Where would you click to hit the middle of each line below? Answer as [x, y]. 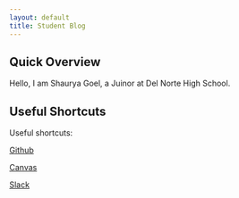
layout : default [39, 17]
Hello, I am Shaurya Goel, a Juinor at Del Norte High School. [120, 83]
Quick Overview [55, 62]
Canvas [23, 168]
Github [21, 150]
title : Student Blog [48, 26]
